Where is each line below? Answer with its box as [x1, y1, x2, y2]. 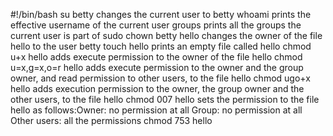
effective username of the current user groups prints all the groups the [10, 19, 302, 31]
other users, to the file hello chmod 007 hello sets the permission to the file [10, 94, 320, 105]
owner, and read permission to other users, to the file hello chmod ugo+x [10, 72, 311, 84]
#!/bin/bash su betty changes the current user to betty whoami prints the [10, 9, 312, 20]
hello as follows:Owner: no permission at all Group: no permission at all [10, 104, 303, 116]
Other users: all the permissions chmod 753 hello [10, 115, 213, 126]
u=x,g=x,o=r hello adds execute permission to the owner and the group [10, 62, 304, 73]
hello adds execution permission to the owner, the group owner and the [10, 83, 305, 94]
